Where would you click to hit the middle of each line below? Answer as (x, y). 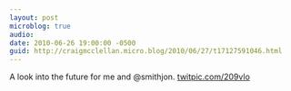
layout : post (34, 18)
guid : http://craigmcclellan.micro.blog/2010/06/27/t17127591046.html (146, 51)
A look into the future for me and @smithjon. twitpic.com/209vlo (130, 77)
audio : (22, 34)
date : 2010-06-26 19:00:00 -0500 (73, 43)
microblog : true (40, 26)
